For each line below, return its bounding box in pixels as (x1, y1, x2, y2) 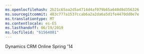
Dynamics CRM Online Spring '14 (5, 44, 73, 49)
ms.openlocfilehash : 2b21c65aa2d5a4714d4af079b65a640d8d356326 (5, 7, 140, 12)
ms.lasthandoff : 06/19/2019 (5, 26, 64, 30)
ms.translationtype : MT (5, 16, 55, 21)
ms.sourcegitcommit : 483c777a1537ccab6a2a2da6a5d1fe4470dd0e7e (5, 12, 140, 17)
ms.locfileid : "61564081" (5, 30, 59, 35)
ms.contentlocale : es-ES (5, 21, 57, 26)
